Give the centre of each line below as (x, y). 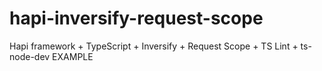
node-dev (30, 56)
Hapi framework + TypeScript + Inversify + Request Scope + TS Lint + (154, 46)
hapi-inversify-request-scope (136, 18)
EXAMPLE (73, 56)
